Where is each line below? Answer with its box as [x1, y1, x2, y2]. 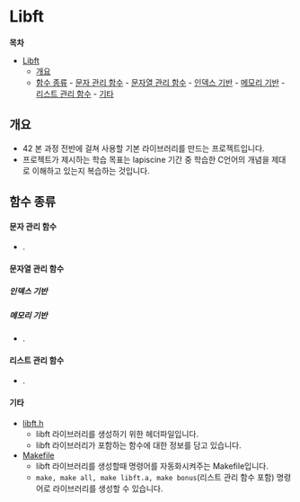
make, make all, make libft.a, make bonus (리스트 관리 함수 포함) [35, 471, 275, 482]
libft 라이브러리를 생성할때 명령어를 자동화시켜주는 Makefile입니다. [35, 461, 269, 471]
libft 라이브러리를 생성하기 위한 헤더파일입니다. [35, 428, 199, 439]
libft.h [22, 417, 44, 428]
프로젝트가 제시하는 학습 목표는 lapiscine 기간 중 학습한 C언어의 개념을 [22, 154, 269, 165]
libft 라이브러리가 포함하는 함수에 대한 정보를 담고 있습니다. [35, 439, 242, 451]
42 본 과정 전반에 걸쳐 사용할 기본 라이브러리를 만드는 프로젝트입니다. [22, 142, 265, 154]
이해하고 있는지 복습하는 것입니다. [31, 165, 150, 176]
